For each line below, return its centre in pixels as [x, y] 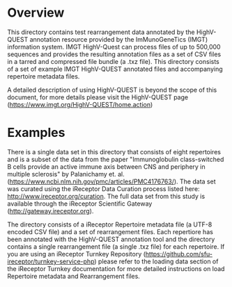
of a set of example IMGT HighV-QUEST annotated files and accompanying [115, 69]
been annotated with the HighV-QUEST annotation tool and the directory [111, 239]
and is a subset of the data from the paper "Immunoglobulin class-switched [116, 159]
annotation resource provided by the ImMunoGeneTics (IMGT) [119, 39]
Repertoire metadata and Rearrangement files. [74, 276]
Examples [36, 133]
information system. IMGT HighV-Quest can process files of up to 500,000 [114, 47]
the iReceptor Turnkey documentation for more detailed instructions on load [116, 268]
